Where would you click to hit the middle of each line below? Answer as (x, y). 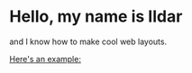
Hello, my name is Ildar (96, 17)
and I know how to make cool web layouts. (88, 41)
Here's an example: (45, 59)
